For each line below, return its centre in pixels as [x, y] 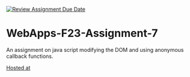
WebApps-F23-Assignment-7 [82, 33]
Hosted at [18, 67]
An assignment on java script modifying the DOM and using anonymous [95, 50]
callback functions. [30, 56]
